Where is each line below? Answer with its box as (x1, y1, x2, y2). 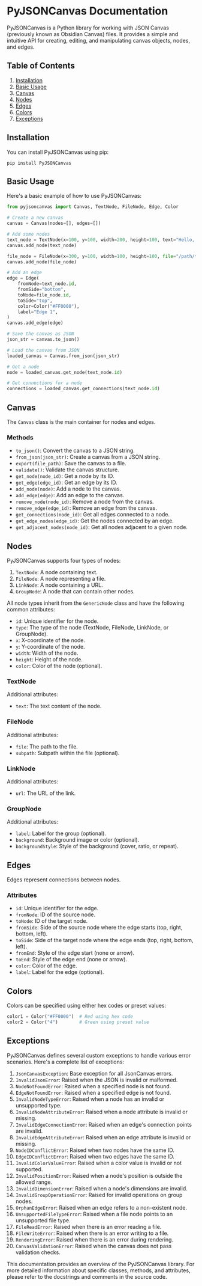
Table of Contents (7, 61, 76, 71)
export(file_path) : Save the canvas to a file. (15, 460, 126, 467)
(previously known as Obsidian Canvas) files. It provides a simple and (7, 30, 179, 37)
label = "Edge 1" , (17, 308, 59, 315)
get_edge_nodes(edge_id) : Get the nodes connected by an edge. (15, 517, 174, 524)
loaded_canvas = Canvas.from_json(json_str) (7, 353, 120, 359)
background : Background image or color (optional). (15, 836, 140, 844)
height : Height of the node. (15, 656, 83, 663)
